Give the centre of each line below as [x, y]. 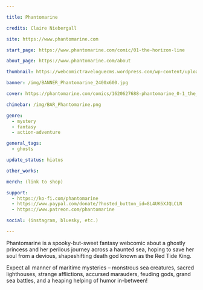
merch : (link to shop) [35, 182]
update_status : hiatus [35, 160]
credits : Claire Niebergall [42, 28]
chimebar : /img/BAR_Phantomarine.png [54, 104]
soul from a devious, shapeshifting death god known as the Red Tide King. [99, 255]
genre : [14, 116]
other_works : [23, 171]
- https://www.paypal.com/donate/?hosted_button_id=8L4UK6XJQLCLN [97, 204]
